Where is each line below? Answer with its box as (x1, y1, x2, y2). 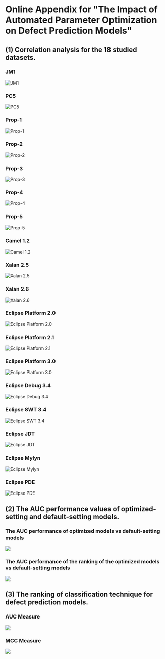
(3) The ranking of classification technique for (5, 590, 153, 599)
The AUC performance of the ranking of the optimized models (5, 558, 160, 565)
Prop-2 (5, 141, 23, 148)
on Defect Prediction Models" (5, 25, 132, 36)
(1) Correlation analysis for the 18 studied (5, 45, 137, 54)
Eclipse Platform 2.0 (5, 310, 56, 317)
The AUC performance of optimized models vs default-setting (5, 528, 160, 535)
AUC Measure (5, 613, 40, 621)
